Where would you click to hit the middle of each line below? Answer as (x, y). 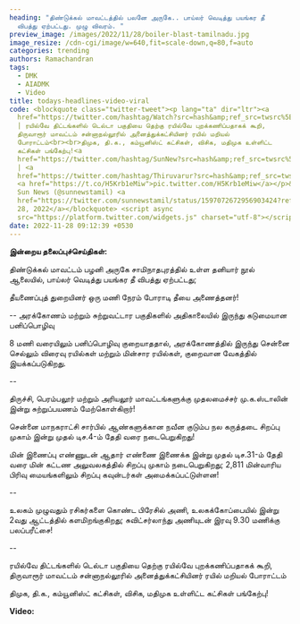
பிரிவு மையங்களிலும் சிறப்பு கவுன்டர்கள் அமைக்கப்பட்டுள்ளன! (114, 474)
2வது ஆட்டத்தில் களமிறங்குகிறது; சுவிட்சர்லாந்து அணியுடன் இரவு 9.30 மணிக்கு (145, 519)
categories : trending (50, 51)
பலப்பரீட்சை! (31, 530)
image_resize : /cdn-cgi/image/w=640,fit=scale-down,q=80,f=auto (131, 43)
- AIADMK (33, 84)
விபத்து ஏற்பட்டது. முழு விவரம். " (71, 26)
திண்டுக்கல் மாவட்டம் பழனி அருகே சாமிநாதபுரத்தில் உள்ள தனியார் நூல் (132, 269)
